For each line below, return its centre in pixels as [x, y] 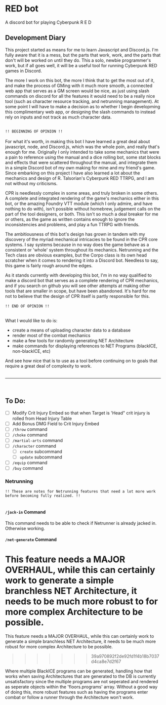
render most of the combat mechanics [51, 335]
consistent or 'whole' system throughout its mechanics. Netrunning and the [82, 249]
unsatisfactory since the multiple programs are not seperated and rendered [82, 682]
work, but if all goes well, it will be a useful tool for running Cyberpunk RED [81, 65]
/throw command [30, 429]
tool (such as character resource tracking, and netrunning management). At [82, 101]
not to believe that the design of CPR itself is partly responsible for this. [78, 296]
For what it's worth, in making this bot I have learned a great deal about [78, 141]
